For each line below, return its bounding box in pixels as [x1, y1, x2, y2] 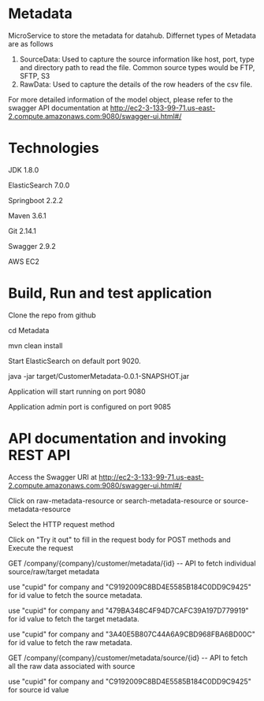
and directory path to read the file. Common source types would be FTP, [19, 62, 255, 72]
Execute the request [8, 543, 73, 552]
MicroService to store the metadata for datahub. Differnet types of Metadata [8, 31, 256, 40]
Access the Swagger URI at [8, 472, 97, 481]
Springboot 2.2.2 [8, 195, 63, 205]
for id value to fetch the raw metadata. [8, 637, 132, 647]
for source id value [8, 684, 69, 694]
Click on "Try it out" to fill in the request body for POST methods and [8, 535, 231, 544]
